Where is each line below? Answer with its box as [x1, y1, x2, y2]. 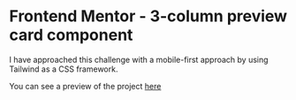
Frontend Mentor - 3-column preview [9, 6, 288, 27]
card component [9, 25, 133, 45]
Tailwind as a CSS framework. [9, 64, 118, 74]
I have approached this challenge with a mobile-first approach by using [9, 54, 269, 65]
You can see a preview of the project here [9, 81, 162, 91]
